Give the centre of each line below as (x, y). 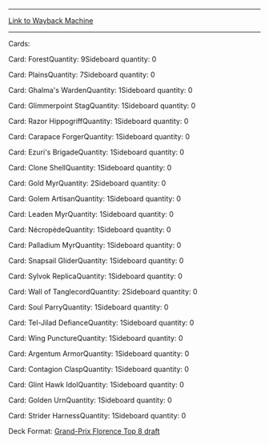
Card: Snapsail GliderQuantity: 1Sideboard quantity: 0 (96, 260)
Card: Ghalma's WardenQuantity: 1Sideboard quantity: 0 (100, 90)
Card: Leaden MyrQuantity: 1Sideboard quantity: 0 (91, 214)
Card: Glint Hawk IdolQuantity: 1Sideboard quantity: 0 (96, 384)
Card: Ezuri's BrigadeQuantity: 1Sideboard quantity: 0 (96, 152)
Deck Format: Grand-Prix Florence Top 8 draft (84, 431)
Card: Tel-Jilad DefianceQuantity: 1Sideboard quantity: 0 (101, 322)
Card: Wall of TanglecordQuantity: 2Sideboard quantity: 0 (103, 292)
